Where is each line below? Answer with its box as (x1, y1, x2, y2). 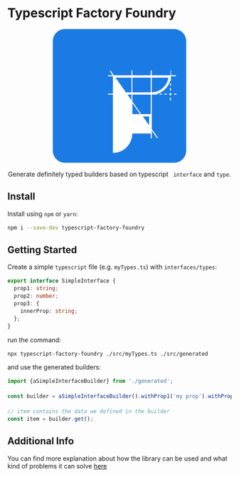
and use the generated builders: (7, 363, 101, 371)
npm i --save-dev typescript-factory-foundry (7, 224, 144, 231)
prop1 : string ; (14, 285, 59, 292)
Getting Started (7, 244, 78, 256)
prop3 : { (14, 300, 40, 307)
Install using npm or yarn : (7, 209, 78, 218)
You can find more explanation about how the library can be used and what (7, 454, 228, 463)
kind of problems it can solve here (7, 461, 107, 470)
